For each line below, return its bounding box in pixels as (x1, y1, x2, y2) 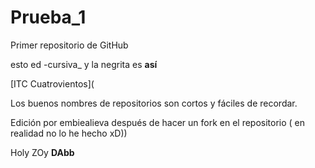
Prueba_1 (10, 6, 87, 29)
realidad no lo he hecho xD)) (10, 127, 128, 139)
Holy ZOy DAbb (10, 146, 75, 158)
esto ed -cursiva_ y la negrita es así (10, 58, 158, 70)
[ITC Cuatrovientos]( (10, 77, 95, 90)
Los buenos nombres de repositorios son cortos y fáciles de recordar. (10, 97, 298, 109)
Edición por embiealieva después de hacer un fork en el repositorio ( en (10, 116, 306, 128)
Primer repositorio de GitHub (10, 39, 129, 51)
